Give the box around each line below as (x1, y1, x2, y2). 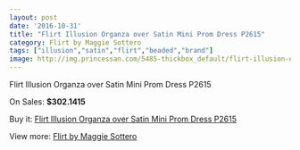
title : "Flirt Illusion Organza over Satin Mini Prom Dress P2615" (9, 29, 266, 38)
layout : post (9, 12, 58, 22)
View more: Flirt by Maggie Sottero (9, 131, 137, 141)
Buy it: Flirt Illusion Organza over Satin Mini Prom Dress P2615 (9, 113, 237, 124)
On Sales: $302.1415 (9, 96, 87, 107)
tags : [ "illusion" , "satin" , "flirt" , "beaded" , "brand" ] (9, 46, 214, 55)
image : (9, 54, 34, 63)
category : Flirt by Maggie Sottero (9, 37, 142, 47)
